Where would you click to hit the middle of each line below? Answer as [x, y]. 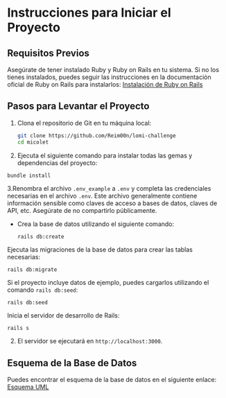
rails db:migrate [32, 270]
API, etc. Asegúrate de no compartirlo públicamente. [82, 211]
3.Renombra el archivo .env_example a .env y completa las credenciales [109, 189]
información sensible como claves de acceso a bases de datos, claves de [112, 203]
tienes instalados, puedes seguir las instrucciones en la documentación [109, 77]
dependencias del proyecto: [57, 163]
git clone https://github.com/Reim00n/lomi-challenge [96, 136]
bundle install [29, 175]
